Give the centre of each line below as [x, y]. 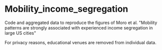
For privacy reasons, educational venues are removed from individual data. [81, 42]
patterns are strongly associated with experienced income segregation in [79, 27]
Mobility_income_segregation [66, 9]
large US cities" [20, 33]
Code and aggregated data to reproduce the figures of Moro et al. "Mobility [81, 23]
